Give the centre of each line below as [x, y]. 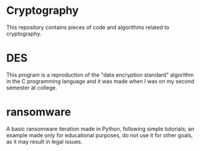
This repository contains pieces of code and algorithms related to [88, 27]
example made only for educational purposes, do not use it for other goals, [100, 135]
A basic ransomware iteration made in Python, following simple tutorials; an [100, 129]
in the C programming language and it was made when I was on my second [100, 81]
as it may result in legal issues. [45, 141]
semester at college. [32, 88]
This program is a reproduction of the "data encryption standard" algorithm [100, 75]
